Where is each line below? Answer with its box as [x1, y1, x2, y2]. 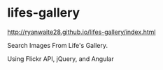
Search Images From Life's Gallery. [7, 41, 108, 49]
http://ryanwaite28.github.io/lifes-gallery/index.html [7, 28, 156, 36]
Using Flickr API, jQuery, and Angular [7, 54, 114, 63]
